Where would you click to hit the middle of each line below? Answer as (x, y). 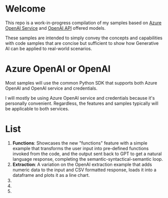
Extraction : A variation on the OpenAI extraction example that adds (82, 164)
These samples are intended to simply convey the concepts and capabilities (84, 38)
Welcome (25, 9)
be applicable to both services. (37, 108)
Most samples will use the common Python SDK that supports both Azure (81, 83)
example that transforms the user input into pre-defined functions (81, 148)
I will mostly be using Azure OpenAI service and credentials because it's (80, 98)
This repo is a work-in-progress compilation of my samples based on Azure (83, 23)
